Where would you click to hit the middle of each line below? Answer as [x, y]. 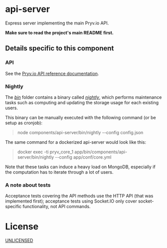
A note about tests [28, 185]
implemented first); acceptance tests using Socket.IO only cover [71, 201]
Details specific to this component [60, 48]
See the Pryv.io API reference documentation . [52, 73]
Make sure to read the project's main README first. [59, 32]
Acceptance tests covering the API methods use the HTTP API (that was [79, 196]
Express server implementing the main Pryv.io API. [57, 23]
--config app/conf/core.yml [83, 157]
